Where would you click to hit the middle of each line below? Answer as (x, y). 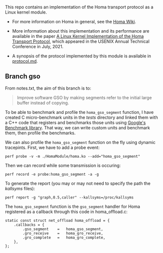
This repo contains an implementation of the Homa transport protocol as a (79, 7)
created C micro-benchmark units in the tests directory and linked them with (81, 117)
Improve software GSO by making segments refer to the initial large (84, 97)
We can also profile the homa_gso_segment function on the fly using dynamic (80, 142)
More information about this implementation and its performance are (81, 31)
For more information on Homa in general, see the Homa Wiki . (74, 22)
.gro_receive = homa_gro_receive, (63, 233)
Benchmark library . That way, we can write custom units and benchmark (78, 127)
